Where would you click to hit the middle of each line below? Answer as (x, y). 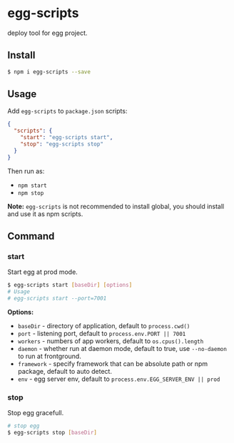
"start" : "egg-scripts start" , (67, 138)
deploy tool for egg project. (47, 33)
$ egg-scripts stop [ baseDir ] (52, 433)
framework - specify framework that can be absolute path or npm (113, 364)
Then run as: (26, 171)
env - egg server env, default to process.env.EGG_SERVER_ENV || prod (119, 379)
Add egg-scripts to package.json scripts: (67, 111)
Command (31, 236)
